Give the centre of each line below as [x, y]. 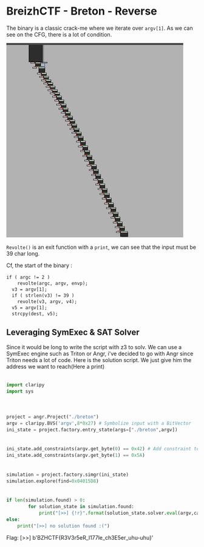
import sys [20, 391]
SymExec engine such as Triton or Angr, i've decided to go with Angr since [100, 354]
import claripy [25, 385]
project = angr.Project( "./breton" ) [53, 417]
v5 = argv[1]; [29, 308]
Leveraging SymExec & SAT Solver [73, 333]
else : [13, 520]
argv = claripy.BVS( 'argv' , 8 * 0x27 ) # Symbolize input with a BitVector [99, 423]
